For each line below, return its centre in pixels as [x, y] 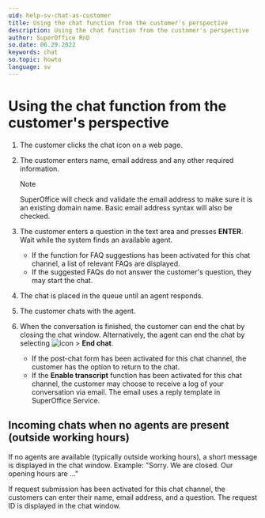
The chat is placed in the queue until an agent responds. [112, 295]
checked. [35, 216]
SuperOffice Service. [66, 400]
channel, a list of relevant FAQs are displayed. [106, 263]
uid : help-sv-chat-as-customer [60, 15]
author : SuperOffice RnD [49, 38]
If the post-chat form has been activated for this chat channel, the [139, 358]
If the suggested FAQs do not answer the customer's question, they [141, 272]
